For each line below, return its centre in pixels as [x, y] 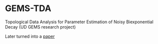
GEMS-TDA [28, 8]
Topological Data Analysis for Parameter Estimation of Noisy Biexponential [79, 22]
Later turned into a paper [30, 36]
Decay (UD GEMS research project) [40, 27]
